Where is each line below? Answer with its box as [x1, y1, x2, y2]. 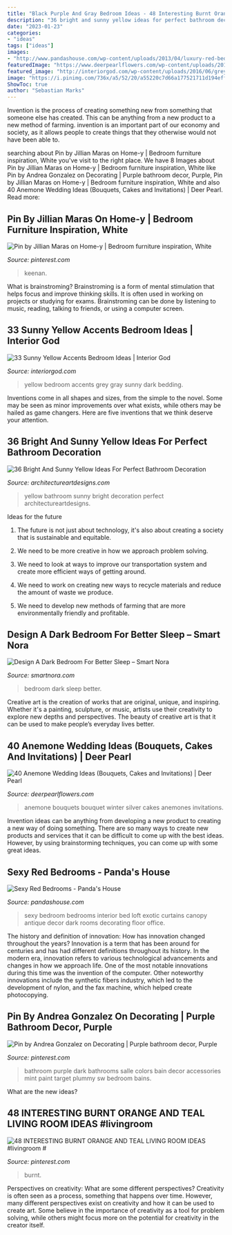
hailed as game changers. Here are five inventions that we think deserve [7, 408, 213, 417]
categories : [7, 29, 41, 37]
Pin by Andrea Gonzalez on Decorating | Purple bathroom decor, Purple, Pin [7, 171, 223, 180]
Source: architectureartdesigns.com [7, 478, 110, 487]
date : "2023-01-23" [7, 23, 64, 30]
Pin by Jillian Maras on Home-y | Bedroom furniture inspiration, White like [7, 164, 216, 172]
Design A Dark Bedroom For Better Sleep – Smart [7, 628, 221, 640]
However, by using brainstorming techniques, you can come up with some [7, 839, 218, 847]
